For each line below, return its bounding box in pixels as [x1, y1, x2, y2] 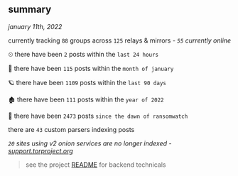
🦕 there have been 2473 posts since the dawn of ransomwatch [8, 111, 188, 120]
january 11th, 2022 [8, 22, 63, 31]
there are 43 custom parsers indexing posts [8, 125, 135, 133]
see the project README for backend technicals [25, 160, 166, 169]
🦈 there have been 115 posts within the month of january [8, 64, 174, 72]
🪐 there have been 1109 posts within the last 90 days [8, 78, 166, 87]
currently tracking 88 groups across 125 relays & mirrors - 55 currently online [8, 36, 232, 45]
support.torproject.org [8, 146, 73, 155]
